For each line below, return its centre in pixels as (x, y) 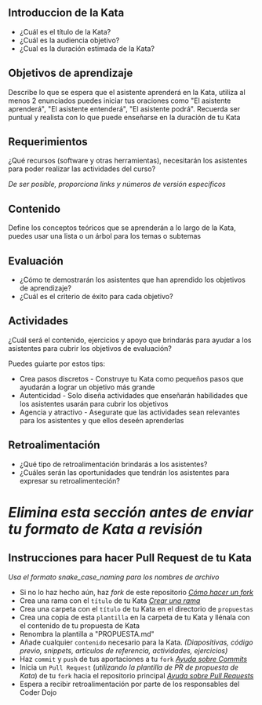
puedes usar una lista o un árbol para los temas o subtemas (105, 236)
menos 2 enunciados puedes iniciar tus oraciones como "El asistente (120, 100)
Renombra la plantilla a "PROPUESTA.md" (87, 634)
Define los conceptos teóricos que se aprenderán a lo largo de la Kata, (122, 228)
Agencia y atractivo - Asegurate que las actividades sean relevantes (130, 412)
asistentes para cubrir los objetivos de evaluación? (90, 348)
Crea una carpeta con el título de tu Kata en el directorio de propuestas (136, 608)
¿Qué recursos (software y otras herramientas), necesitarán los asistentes (128, 161)
